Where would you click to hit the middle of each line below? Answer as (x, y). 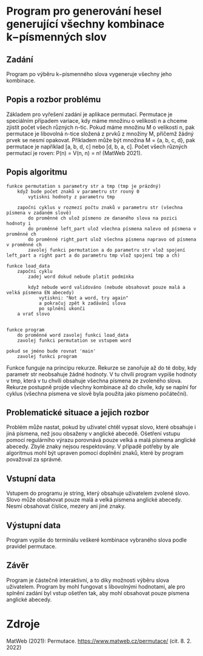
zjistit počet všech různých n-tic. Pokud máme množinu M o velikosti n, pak (101, 127)
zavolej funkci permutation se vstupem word (74, 340)
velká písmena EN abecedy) (40, 292)
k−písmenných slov (57, 37)
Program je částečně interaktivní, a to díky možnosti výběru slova (88, 580)
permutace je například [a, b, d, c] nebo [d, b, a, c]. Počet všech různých (97, 147)
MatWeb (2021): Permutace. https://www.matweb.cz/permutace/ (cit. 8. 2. (99, 641)
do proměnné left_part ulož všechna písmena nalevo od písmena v (112, 229)
